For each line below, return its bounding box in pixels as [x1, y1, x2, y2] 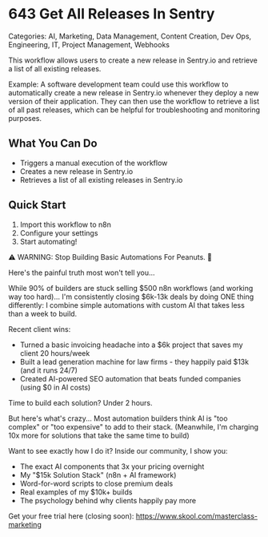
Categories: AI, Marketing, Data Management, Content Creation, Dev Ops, [8, 31, 252, 41]
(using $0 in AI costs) [19, 382, 91, 392]
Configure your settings [19, 228, 98, 237]
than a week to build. [8, 309, 78, 318]
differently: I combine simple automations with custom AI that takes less [8, 300, 246, 309]
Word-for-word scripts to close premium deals [19, 478, 174, 488]
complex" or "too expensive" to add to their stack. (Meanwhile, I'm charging [8, 422, 258, 431]
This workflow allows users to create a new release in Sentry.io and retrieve [8, 55, 258, 65]
